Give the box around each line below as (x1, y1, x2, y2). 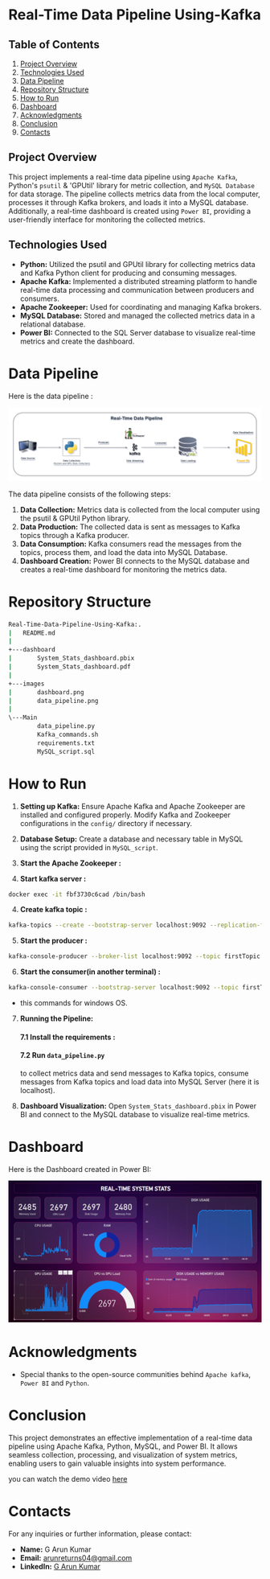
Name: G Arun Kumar (19, 1544, 92, 1554)
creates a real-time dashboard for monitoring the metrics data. (19, 565, 227, 574)
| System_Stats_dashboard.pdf (8, 663, 131, 671)
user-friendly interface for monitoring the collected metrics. (8, 215, 206, 224)
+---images (8, 680, 45, 688)
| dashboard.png (8, 688, 84, 697)
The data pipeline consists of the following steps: (8, 489, 171, 499)
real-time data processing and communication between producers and (19, 285, 255, 294)
